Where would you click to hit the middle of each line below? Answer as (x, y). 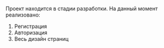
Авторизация (31, 33)
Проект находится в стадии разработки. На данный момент (82, 9)
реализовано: (23, 15)
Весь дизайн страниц (41, 39)
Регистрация (31, 26)
